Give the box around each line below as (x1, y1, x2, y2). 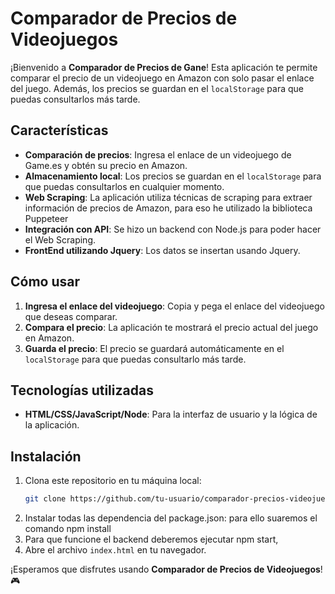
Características (10, 122, 109, 139)
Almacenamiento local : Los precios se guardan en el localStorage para (24, 170, 322, 182)
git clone (24, 494, 67, 504)
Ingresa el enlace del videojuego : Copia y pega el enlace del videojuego (24, 300, 325, 312)
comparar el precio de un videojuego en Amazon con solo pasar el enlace (10, 72, 315, 84)
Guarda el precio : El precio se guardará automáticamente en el (24, 342, 285, 354)
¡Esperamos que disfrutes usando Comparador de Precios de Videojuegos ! (10, 563, 323, 576)
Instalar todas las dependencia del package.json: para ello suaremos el (24, 512, 318, 524)
